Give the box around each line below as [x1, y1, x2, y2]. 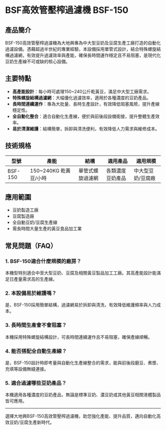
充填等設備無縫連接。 [5, 366, 48, 372]
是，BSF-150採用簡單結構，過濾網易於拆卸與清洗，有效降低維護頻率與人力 [5, 302, 157, 308]
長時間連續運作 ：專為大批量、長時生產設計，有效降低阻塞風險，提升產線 [12, 101, 160, 107]
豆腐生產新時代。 [19, 420, 55, 426]
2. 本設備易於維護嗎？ [5, 290, 57, 297]
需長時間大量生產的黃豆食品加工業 [12, 226, 82, 232]
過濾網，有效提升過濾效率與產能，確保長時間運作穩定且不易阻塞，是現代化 [9, 53, 161, 58]
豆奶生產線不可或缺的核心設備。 [5, 59, 70, 64]
